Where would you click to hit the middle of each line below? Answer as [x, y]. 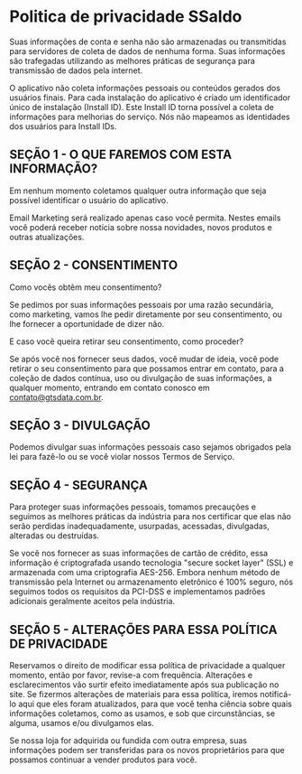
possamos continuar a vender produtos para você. [103, 760]
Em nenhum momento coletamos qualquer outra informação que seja [138, 191]
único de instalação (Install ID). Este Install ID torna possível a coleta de [142, 107]
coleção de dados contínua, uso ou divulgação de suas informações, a [141, 378]
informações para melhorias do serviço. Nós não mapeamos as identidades [150, 117]
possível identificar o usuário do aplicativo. [89, 200]
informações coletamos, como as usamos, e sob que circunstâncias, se [142, 713]
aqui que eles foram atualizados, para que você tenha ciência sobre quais [155, 704]
